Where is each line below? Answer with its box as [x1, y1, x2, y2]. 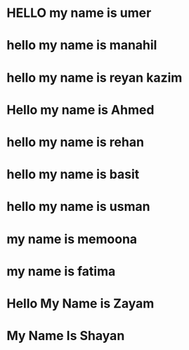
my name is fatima [6, 263, 116, 279]
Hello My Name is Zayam [6, 295, 155, 311]
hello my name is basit [6, 167, 140, 183]
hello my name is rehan [6, 134, 145, 150]
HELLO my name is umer [6, 5, 152, 21]
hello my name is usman [6, 199, 150, 215]
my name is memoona [6, 231, 138, 247]
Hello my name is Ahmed [6, 102, 155, 118]
